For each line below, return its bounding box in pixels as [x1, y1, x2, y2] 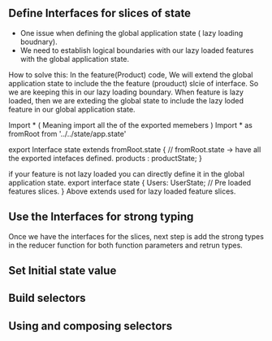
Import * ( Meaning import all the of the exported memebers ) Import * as [8, 120, 253, 129]
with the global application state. [19, 54, 130, 63]
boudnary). [19, 37, 58, 46]
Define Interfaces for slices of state [8, 7, 192, 20]
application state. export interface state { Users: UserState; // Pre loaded [8, 177, 252, 187]
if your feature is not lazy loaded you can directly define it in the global [8, 168, 245, 178]
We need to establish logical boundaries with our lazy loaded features [19, 45, 254, 55]
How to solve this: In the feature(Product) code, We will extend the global [8, 69, 253, 80]
